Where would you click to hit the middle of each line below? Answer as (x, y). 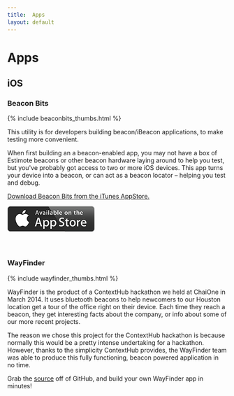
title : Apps (26, 15)
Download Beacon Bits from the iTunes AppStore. (79, 197)
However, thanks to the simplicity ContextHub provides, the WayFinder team (117, 350)
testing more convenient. (43, 139)
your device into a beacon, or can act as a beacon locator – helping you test (116, 176)
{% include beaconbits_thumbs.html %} (64, 118)
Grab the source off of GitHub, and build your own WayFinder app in (105, 379)
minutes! (20, 386)
